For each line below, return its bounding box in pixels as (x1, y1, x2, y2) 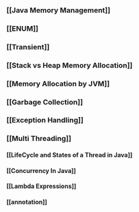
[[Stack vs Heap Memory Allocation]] (6, 60, 133, 70)
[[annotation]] (6, 198, 47, 206)
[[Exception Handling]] (6, 116, 84, 125)
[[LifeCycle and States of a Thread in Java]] (6, 150, 133, 159)
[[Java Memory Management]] (6, 5, 111, 15)
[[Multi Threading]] (6, 134, 72, 144)
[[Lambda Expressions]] (6, 182, 77, 190)
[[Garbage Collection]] (6, 97, 84, 107)
